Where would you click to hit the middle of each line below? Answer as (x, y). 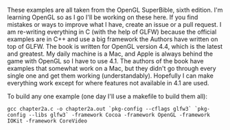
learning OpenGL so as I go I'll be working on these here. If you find (103, 17)
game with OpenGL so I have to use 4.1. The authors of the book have (105, 61)
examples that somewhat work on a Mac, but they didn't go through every (112, 68)
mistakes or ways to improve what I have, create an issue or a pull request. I (114, 24)
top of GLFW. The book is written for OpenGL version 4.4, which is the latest (115, 46)
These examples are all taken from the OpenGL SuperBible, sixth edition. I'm (115, 10)
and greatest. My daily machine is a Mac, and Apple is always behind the (110, 54)
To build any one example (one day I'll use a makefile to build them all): (107, 96)
